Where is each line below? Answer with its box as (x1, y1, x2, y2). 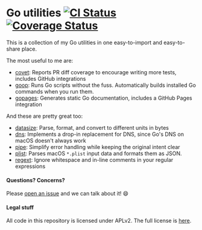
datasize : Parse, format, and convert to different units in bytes (14, 124, 169, 131)
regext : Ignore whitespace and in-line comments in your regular (14, 156, 174, 163)
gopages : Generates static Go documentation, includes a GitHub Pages (14, 94, 192, 101)
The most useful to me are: (6, 57, 74, 64)
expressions (14, 162, 46, 170)
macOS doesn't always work (14, 136, 86, 144)
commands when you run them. (14, 88, 95, 95)
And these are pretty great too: (6, 112, 83, 120)
